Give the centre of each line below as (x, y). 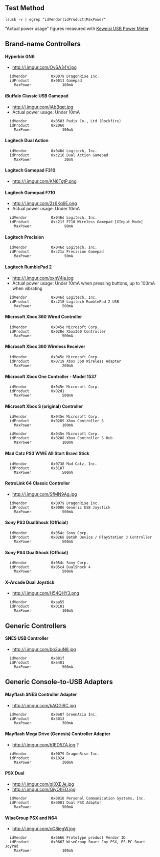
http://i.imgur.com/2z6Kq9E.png (45, 203)
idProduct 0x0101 (37, 606)
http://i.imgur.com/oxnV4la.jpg (43, 278)
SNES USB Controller (27, 638)
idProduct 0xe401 (37, 663)
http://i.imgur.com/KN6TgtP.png (44, 181)
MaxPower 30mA (44, 159)
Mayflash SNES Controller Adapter (41, 694)
